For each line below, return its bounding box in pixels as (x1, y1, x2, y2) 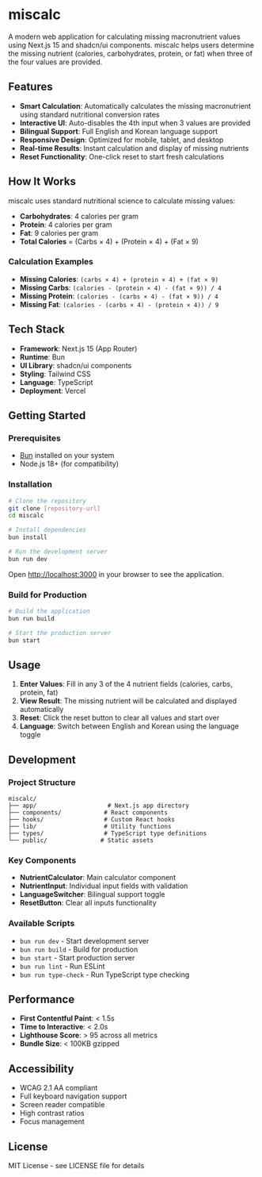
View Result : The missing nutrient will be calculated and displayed (19, 696, 237, 706)
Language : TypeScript (19, 377, 93, 387)
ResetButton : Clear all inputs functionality (19, 898, 157, 908)
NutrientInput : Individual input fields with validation (19, 881, 188, 890)
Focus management (19, 1117, 85, 1126)
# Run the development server (8, 548, 108, 556)
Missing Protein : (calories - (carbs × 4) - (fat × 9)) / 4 (19, 291, 219, 301)
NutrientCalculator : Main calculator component (19, 873, 177, 883)
